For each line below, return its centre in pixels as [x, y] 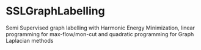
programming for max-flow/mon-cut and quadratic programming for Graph [100, 34]
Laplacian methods [30, 40]
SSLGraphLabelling [55, 11]
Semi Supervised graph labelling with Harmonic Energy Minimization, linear [100, 28]
